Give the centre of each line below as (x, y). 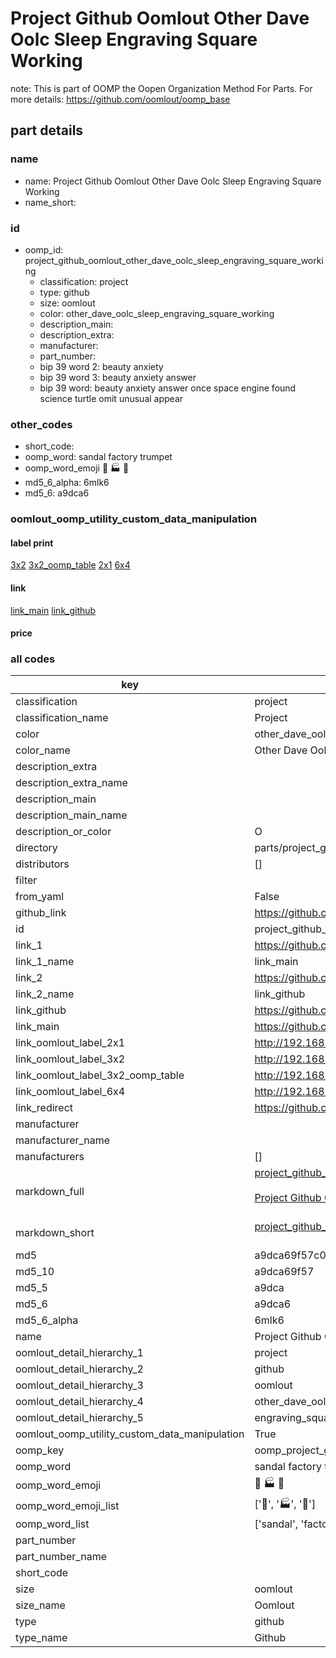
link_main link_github (53, 610)
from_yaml (40, 897)
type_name (41, 1638)
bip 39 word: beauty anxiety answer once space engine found (168, 388)
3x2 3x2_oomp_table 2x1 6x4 (70, 565)
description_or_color (63, 832)
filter (26, 880)
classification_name (62, 718)
